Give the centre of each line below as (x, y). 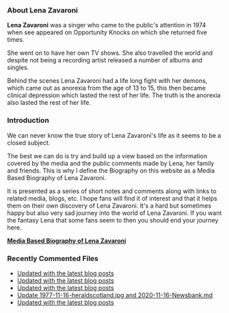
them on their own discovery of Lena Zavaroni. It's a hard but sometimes (109, 205)
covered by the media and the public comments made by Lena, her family (111, 163)
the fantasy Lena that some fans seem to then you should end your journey (113, 220)
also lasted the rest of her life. (49, 103)
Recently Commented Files (53, 258)
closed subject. (29, 142)
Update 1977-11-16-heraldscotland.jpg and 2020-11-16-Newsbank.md (115, 295)
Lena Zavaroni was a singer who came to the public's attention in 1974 (107, 25)
